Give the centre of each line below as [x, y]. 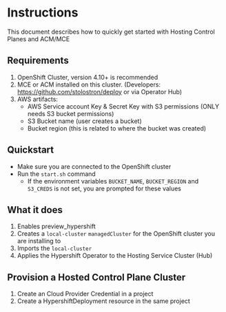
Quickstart [31, 150]
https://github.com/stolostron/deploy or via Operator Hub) [100, 91]
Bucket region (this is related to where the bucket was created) [117, 128]
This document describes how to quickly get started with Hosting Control [111, 32]
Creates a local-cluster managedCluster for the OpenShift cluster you [116, 234]
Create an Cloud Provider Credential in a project [85, 294]
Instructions [43, 13]
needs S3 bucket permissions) [71, 113]
